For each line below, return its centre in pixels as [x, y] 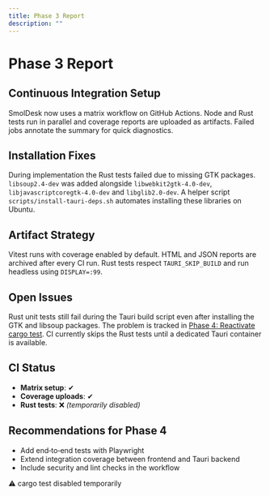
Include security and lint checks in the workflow [100, 468]
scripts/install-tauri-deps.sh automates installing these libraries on [125, 201]
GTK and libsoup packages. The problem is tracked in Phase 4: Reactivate [132, 325]
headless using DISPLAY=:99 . [55, 272]
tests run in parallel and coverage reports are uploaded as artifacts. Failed [131, 122]
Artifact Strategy [52, 235]
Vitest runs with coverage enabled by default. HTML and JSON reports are [133, 254]
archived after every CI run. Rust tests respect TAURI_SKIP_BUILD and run [129, 263]
